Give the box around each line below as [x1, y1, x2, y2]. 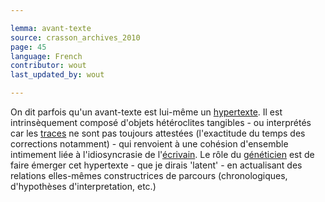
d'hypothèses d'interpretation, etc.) [10, 181, 157, 192]
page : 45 [10, 42, 47, 52]
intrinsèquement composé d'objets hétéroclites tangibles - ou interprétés [10, 117, 312, 128]
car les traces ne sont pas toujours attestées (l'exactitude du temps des [10, 127, 306, 139]
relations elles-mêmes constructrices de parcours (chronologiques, [10, 170, 288, 181]
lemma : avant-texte [10, 23, 92, 33]
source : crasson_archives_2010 [10, 32, 141, 43]
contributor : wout [10, 61, 87, 71]
